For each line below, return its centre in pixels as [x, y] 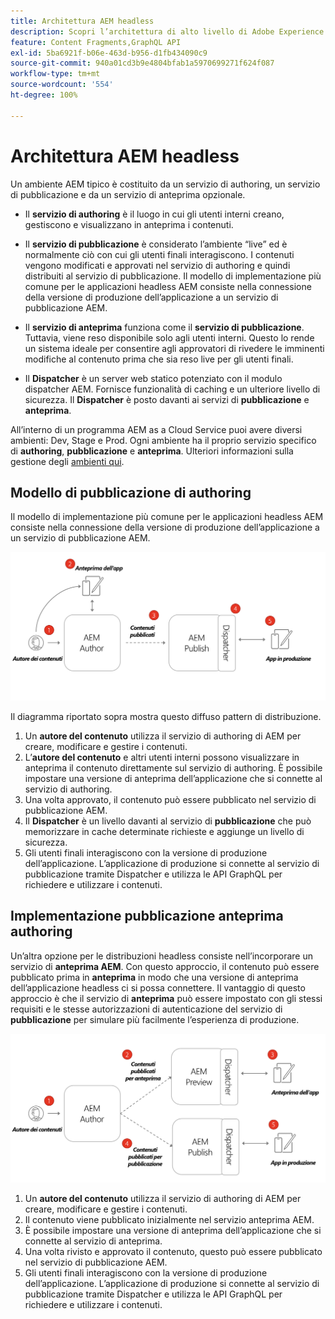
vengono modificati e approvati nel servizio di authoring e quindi [157, 265]
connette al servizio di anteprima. [93, 1241]
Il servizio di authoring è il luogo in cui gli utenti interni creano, [154, 214]
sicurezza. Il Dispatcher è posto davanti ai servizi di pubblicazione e [167, 399]
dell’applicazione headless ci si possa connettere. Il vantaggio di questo [158, 987]
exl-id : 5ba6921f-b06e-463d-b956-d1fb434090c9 [109, 53]
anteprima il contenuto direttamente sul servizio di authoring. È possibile [173, 768]
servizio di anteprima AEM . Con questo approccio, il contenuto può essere [165, 966]
